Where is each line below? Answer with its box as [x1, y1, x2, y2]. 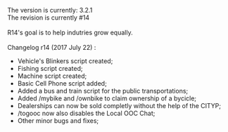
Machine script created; [17, 72, 87, 80]
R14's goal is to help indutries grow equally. [7, 28, 133, 37]
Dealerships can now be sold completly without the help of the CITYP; [17, 102, 222, 110]
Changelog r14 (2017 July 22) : [7, 44, 96, 51]
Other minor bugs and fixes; [17, 117, 99, 125]
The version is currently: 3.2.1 [7, 6, 93, 14]
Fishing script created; [17, 65, 83, 72]
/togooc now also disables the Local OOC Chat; [17, 109, 156, 117]
